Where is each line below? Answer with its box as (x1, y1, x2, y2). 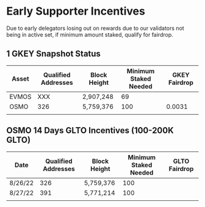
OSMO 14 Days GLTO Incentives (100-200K (6, 125, 174, 136)
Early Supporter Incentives (6, 4, 145, 18)
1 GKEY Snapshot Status (6, 49, 101, 59)
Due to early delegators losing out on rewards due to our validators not (6, 24, 184, 32)
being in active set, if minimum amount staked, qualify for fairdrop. (6, 31, 173, 38)
